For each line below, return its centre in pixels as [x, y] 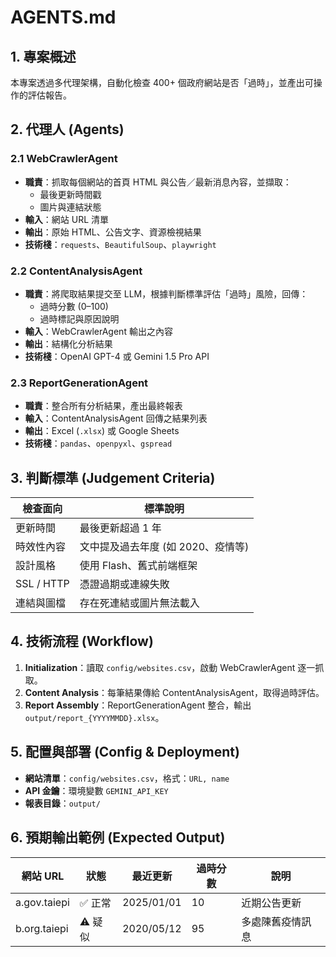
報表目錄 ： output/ [62, 803]
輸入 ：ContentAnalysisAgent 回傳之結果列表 [116, 418]
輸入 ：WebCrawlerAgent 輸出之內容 [98, 331]
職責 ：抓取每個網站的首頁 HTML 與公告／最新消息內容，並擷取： [158, 182]
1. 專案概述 [43, 56]
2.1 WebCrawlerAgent [64, 159]
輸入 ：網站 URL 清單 [67, 219]
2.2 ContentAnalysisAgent [76, 271]
